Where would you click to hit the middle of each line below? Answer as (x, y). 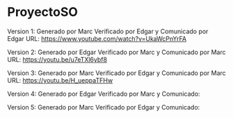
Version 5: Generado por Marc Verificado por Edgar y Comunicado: (104, 107)
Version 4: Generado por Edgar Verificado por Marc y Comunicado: (104, 94)
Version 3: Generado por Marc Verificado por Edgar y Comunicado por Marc (116, 73)
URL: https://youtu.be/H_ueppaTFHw (60, 80)
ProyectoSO (43, 12)
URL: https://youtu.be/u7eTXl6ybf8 (57, 59)
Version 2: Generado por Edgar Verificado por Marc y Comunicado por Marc (116, 52)
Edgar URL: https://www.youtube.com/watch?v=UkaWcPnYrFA (97, 38)
